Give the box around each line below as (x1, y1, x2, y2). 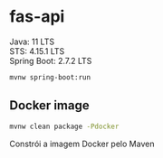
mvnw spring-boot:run (9, 72, 91, 82)
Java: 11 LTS (9, 36, 55, 47)
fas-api (9, 6, 65, 27)
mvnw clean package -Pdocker (9, 122, 120, 131)
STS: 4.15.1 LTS (9, 45, 65, 56)
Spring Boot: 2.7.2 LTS (9, 55, 92, 66)
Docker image (9, 98, 90, 114)
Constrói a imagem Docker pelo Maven (9, 138, 155, 149)
